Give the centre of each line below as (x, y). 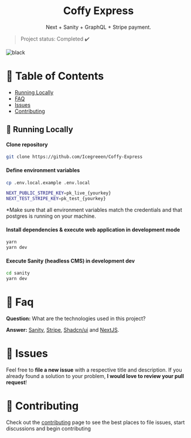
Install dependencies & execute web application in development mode (93, 230)
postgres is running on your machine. (51, 216)
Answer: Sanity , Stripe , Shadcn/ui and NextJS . (63, 330)
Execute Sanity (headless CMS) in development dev (71, 261)
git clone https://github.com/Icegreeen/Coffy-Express (74, 157)
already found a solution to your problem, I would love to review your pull (95, 376)
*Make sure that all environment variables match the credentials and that (94, 210)
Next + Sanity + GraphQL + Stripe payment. (98, 27)
